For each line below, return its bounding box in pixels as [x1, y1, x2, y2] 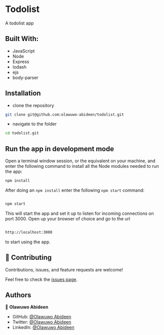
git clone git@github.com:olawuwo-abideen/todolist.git [5, 112, 124, 117]
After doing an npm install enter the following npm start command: [5, 187, 145, 193]
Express [12, 59, 29, 65]
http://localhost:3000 [5, 229, 52, 235]
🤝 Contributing [5, 253, 52, 262]
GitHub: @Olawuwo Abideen [12, 314, 71, 320]
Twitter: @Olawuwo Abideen [12, 319, 71, 325]
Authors [5, 290, 31, 299]
